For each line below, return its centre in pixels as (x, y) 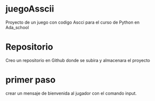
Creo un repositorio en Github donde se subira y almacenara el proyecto (78, 60)
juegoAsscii (30, 9)
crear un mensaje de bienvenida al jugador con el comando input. (71, 93)
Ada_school (17, 27)
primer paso (31, 80)
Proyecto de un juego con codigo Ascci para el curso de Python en (73, 22)
